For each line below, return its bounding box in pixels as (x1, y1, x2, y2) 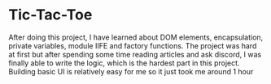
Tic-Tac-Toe (8, 6, 93, 24)
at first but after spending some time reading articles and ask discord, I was (8, 49, 262, 59)
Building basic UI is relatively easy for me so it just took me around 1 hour (8, 66, 254, 76)
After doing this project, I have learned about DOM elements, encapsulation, (8, 32, 264, 42)
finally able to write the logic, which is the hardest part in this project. (8, 58, 240, 68)
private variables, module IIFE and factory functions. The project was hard (8, 40, 257, 50)
